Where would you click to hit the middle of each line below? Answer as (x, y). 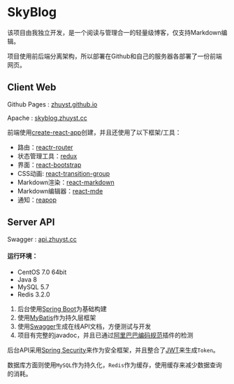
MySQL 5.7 (33, 287)
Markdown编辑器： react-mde (60, 191)
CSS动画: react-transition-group (64, 173)
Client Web (32, 87)
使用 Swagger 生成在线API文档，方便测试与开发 (84, 326)
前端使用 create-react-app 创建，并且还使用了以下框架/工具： (94, 132)
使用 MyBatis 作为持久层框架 (57, 317)
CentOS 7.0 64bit (42, 272)
